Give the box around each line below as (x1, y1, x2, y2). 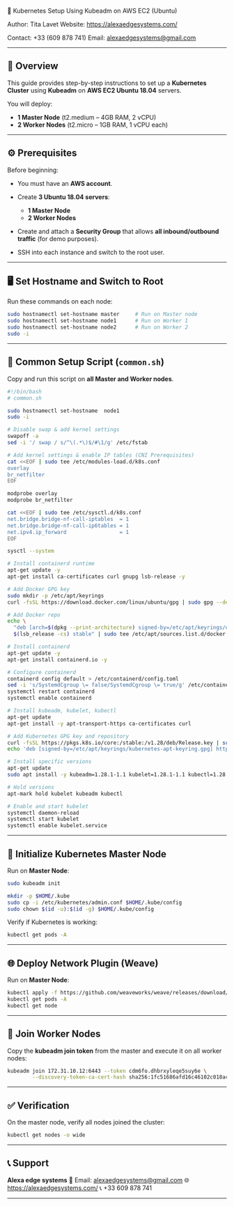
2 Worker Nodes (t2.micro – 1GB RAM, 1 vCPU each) (17, 120, 169, 129)
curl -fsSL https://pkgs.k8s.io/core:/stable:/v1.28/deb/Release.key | (7, 739, 219, 746)
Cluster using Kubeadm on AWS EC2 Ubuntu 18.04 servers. (7, 86, 182, 94)
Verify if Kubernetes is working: (7, 918, 97, 926)
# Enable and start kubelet (7, 803, 89, 810)
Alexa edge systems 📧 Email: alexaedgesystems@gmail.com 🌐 (7, 1175, 189, 1184)
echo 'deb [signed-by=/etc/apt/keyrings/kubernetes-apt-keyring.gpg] (7, 746, 214, 753)
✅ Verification (7, 1099, 70, 1111)
